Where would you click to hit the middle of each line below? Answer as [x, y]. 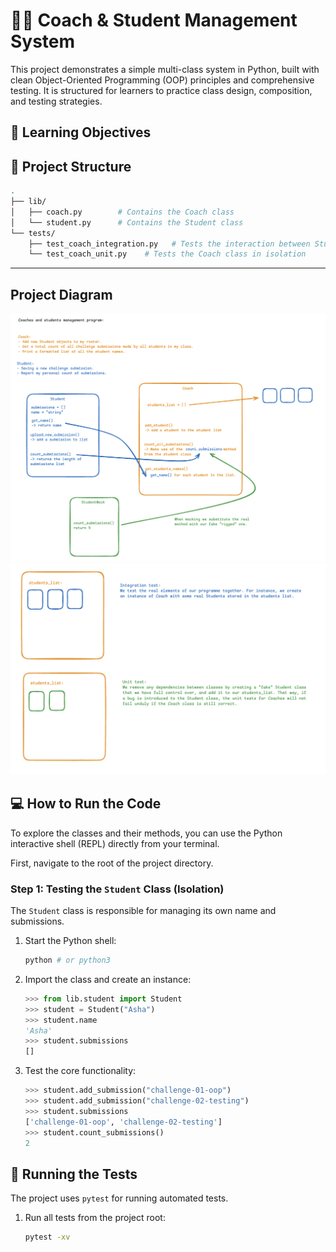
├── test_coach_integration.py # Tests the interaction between [169, 244]
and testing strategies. [56, 101]
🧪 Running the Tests [74, 1174]
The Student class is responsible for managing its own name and [143, 911]
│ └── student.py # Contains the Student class [127, 222]
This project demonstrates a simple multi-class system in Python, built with [165, 69]
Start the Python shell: [70, 941]
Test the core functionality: [80, 1071]
